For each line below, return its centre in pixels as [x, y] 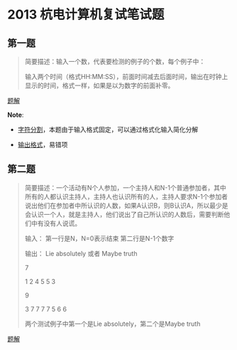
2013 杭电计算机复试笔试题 [86, 15]
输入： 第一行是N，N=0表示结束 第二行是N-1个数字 [99, 238]
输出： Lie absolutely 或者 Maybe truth [81, 253]
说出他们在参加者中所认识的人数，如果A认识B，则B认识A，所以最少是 [126, 205]
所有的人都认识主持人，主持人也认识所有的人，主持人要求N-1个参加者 [126, 196]
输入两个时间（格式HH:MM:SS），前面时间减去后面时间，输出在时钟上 [126, 76]
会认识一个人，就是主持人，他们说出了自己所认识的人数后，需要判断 [124, 214]
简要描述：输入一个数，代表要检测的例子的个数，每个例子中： [115, 62]
